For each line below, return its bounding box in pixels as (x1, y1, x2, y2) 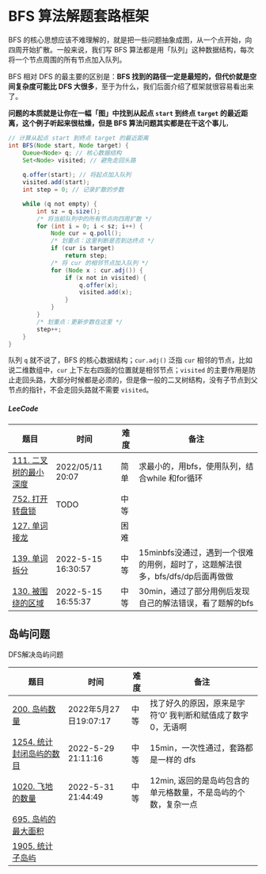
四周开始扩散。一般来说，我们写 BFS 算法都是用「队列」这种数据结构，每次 (8, 44, 255, 54)
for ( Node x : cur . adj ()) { (50, 266, 144, 274)
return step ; (64, 251, 108, 260)
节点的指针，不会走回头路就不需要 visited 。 (8, 385, 154, 395)
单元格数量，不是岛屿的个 (150, 787, 245, 798)
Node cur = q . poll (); (50, 229, 123, 238)
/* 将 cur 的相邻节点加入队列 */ (50, 259, 149, 266)
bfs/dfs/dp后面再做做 (154, 571, 234, 582)
